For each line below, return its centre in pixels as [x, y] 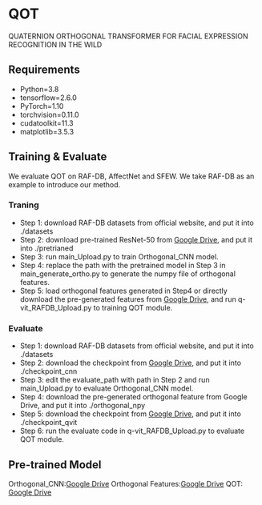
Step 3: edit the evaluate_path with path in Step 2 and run [115, 380]
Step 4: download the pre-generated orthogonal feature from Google [133, 397]
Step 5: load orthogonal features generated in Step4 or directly [124, 291]
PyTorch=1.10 [42, 106]
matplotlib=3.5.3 [47, 131]
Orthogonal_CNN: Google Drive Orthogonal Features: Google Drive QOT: [125, 483]
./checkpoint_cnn [48, 371]
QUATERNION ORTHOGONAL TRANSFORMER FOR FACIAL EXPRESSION [128, 36]
